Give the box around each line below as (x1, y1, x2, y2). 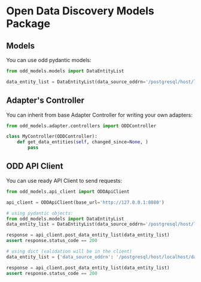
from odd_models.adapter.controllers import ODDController (6, 122, 157, 129)
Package (6, 17, 51, 30)
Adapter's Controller (6, 96, 85, 106)
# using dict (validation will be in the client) (6, 249, 133, 255)
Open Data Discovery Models (6, 4, 154, 18)
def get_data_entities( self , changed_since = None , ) (17, 139, 148, 145)
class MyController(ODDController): (6, 133, 98, 140)
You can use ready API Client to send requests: (6, 177, 123, 184)
